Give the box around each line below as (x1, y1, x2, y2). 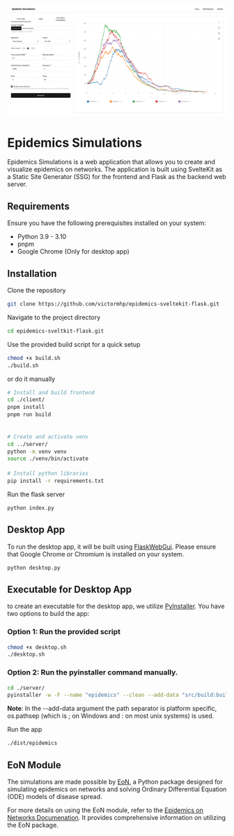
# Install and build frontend (7, 389, 95, 396)
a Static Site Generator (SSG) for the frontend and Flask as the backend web (7, 173, 226, 181)
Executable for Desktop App (7, 583, 132, 596)
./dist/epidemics (7, 740, 58, 747)
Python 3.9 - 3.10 (17, 233, 67, 241)
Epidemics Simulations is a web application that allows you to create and (7, 158, 216, 166)
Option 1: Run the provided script (7, 627, 120, 637)
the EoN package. (7, 821, 59, 830)
